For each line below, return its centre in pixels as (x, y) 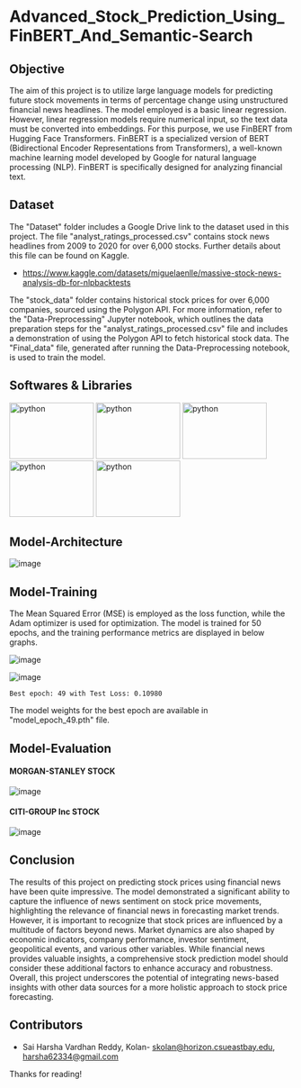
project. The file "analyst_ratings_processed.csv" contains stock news (139, 236)
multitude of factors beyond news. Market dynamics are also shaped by (142, 929)
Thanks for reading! (46, 1074)
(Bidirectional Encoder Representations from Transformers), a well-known (146, 148)
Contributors (46, 1025)
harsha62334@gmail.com (70, 1056)
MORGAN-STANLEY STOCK (62, 771)
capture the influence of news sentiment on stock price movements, (136, 901)
